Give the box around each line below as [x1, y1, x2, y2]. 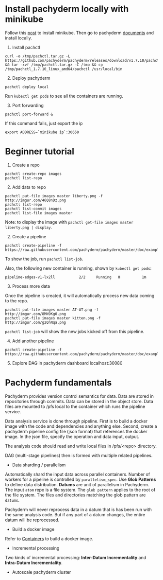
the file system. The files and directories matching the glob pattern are [5, 492, 146, 498]
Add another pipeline [12, 338, 54, 344]
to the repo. [5, 298, 28, 303]
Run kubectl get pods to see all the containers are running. [5, 93, 123, 99]
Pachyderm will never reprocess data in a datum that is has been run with [5, 507, 152, 512]
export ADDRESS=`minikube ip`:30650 [5, 130, 79, 135]
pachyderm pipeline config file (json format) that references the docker [5, 428, 147, 434]
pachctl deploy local [5, 84, 49, 89]
